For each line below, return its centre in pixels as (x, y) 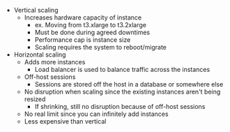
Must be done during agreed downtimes (92, 32)
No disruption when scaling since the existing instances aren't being (122, 91)
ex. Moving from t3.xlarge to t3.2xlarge (90, 25)
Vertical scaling (36, 10)
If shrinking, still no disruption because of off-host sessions (120, 107)
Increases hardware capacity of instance (83, 17)
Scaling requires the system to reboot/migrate (101, 47)
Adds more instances (55, 62)
